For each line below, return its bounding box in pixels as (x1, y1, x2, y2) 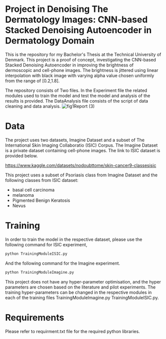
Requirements (5, 312, 64, 323)
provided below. (5, 153, 38, 159)
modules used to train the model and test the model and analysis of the (5, 93, 150, 99)
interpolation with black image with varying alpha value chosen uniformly (5, 72, 155, 78)
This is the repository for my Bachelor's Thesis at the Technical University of (5, 51, 162, 57)
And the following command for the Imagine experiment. (5, 260, 120, 266)
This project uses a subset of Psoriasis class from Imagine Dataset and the (5, 172, 158, 178)
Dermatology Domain (5, 35, 95, 47)
